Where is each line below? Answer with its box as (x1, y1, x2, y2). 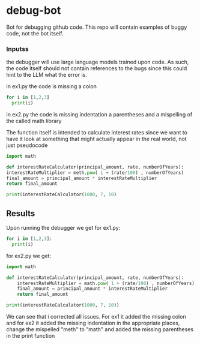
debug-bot (6, 4, 61, 17)
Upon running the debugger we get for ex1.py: (6, 224, 121, 232)
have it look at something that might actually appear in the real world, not (6, 135, 187, 142)
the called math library (6, 117, 62, 124)
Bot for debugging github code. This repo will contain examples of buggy (6, 23, 187, 31)
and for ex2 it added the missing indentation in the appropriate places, (6, 319, 180, 327)
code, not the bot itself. (6, 29, 64, 37)
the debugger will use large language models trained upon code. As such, (6, 58, 189, 66)
